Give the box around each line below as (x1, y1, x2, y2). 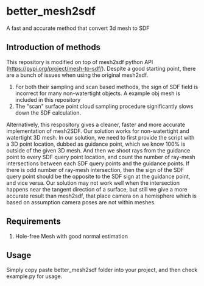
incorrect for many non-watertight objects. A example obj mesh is (15, 90, 181, 97)
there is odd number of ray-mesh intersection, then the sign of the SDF (6, 166, 185, 173)
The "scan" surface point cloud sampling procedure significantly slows (15, 102, 194, 110)
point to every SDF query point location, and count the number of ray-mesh (6, 153, 196, 160)
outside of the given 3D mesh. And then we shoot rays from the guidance (6, 146, 191, 154)
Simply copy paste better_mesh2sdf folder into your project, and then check (6, 266, 198, 274)
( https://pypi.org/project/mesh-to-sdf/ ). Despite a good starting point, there (6, 65, 196, 72)
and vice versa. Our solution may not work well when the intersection (6, 179, 180, 187)
